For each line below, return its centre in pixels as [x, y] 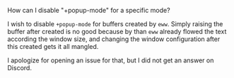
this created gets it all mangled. [53, 46]
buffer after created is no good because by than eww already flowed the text [117, 32]
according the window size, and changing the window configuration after [114, 39]
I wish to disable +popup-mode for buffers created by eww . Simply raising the [115, 24]
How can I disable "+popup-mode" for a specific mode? [89, 10]
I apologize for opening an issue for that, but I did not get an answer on [111, 60]
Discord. [19, 68]
